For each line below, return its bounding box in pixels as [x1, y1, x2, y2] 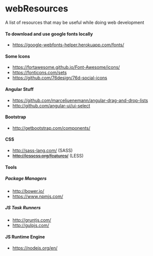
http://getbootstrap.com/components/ [12, 125, 90, 131]
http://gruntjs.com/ [12, 217, 51, 223]
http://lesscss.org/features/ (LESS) [12, 153, 84, 159]
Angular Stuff [5, 86, 34, 92]
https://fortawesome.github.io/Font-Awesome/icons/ [12, 64, 120, 70]
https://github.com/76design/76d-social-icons [12, 75, 108, 81]
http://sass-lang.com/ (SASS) [12, 147, 73, 153]
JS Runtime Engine [5, 234, 45, 240]
